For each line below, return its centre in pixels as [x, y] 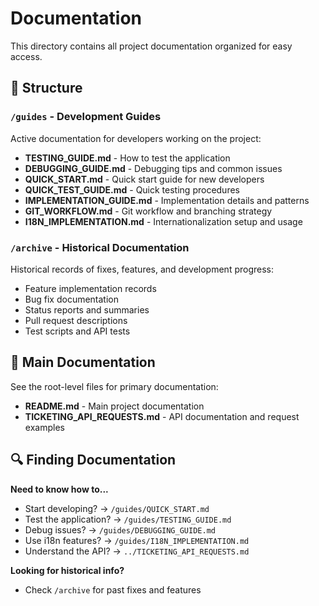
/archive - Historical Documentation [100, 247]
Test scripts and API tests [77, 331]
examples [44, 427]
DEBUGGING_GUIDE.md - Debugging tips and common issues [153, 168]
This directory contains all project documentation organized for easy [151, 46]
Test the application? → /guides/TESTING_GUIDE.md [128, 519]
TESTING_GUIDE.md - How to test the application [127, 158]
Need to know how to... [59, 489]
